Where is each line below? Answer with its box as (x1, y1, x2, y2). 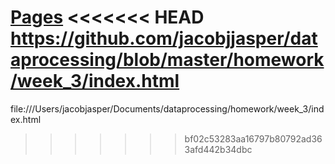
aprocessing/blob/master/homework (10, 49, 325, 71)
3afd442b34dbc (184, 143, 253, 155)
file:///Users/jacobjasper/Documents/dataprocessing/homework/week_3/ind (10, 102, 325, 115)
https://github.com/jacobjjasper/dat (10, 27, 318, 50)
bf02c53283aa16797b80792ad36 (184, 132, 323, 145)
